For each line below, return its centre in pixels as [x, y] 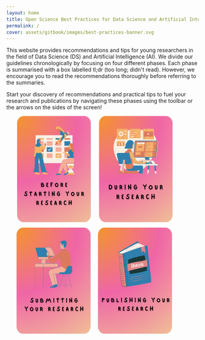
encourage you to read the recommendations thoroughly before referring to [101, 76]
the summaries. [26, 83]
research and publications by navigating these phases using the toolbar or [100, 101]
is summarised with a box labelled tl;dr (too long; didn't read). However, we [101, 69]
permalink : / [23, 26]
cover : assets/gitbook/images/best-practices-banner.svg [80, 32]
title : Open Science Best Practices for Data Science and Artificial [97, 19]
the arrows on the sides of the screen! [54, 107]
